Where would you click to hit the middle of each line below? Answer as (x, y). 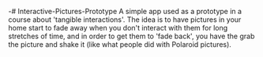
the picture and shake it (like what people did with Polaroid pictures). (120, 45)
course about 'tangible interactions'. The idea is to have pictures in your (125, 20)
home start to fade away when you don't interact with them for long (118, 28)
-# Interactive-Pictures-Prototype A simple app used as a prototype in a (125, 11)
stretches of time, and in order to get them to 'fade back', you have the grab (131, 36)
